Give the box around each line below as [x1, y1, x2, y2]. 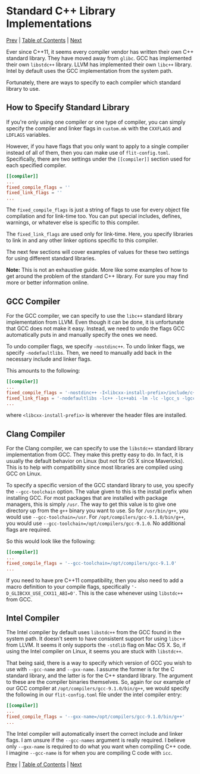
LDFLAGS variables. [6, 131, 51, 138]
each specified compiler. [6, 161, 67, 168]
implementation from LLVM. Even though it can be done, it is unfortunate [6, 318, 185, 325]
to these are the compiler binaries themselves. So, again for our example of [6, 678, 191, 686]
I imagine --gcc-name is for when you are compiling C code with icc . [6, 749, 173, 756]
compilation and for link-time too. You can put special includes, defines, [6, 213, 182, 220]
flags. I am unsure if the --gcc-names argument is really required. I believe [6, 736, 186, 744]
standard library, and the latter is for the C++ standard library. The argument [6, 672, 193, 679]
